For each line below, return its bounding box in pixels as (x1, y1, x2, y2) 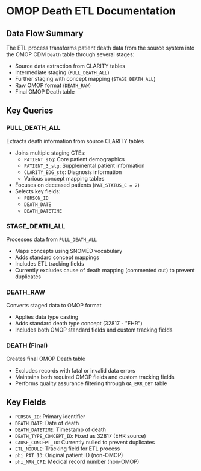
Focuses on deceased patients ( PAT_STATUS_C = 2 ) (14, 181, 140, 188)
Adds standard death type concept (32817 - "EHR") (14, 320, 143, 327)
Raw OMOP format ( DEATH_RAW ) (14, 82, 91, 89)
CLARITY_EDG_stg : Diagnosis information (23, 168, 122, 176)
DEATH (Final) (6, 341, 48, 350)
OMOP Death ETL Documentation (6, 4, 176, 18)
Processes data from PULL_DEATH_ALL (6, 235, 97, 243)
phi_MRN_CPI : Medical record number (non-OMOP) (14, 458, 140, 466)
